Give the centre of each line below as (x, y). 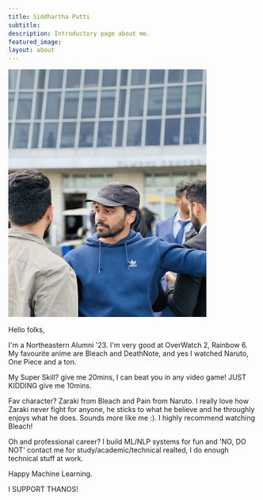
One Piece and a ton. (42, 362)
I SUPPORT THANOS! (44, 489)
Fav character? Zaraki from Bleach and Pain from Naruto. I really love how (129, 401)
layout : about (32, 50)
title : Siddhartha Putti (49, 17)
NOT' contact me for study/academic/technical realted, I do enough (119, 450)
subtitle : (25, 25)
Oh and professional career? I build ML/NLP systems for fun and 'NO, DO (128, 442)
